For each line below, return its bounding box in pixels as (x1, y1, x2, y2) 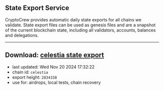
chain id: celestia (12, 69, 48, 75)
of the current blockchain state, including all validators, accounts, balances (5, 27, 156, 33)
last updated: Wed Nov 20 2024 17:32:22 (12, 64, 95, 70)
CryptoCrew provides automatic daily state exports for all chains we (5, 17, 142, 22)
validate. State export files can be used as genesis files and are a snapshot (5, 22, 156, 28)
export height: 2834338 (12, 74, 57, 80)
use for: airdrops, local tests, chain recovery (12, 79, 101, 85)
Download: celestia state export (5, 51, 104, 59)
